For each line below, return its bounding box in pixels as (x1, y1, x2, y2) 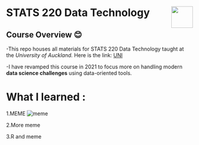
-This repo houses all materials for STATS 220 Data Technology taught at (6, 45, 184, 52)
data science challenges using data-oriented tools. (6, 70, 132, 77)
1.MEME (6, 110, 25, 117)
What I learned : (6, 90, 86, 104)
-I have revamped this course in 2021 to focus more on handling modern (6, 63, 182, 70)
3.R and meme (6, 133, 41, 140)
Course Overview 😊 (6, 30, 82, 40)
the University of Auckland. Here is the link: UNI (6, 52, 123, 59)
